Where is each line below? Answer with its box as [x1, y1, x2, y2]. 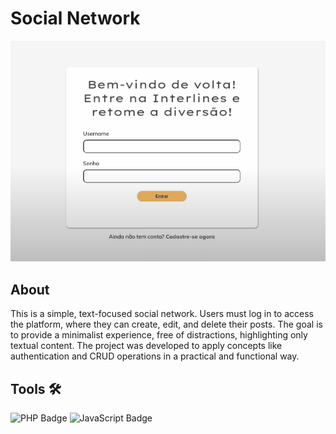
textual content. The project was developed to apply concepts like [10, 340, 283, 352]
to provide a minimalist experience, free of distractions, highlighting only [10, 329, 308, 341]
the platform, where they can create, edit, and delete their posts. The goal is [10, 318, 323, 331]
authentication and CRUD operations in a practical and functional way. [10, 350, 300, 362]
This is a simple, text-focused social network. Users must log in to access [10, 308, 314, 320]
